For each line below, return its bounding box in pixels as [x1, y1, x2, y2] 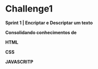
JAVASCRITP [5, 58, 34, 64]
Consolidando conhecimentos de [5, 29, 77, 35]
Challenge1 [5, 3, 53, 15]
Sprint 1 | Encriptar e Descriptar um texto [5, 20, 93, 26]
